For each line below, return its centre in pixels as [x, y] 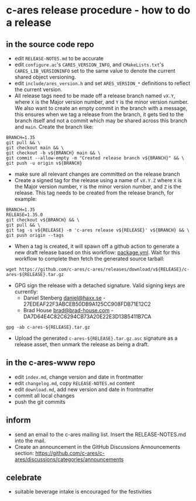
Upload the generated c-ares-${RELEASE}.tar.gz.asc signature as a [96, 338]
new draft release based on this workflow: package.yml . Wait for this [97, 252]
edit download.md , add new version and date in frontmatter [84, 389]
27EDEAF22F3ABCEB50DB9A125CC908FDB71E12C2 [87, 304]
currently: [26, 292]
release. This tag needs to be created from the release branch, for [94, 193]
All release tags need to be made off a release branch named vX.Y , [95, 96]
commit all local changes [44, 396]
